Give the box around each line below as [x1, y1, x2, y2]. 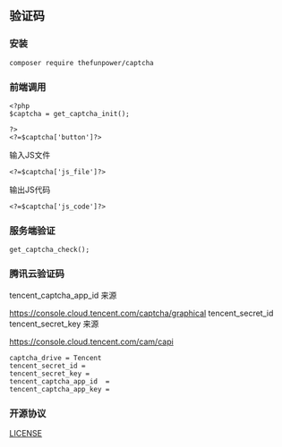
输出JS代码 [9, 184, 51, 195]
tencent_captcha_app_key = [9, 384, 110, 393]
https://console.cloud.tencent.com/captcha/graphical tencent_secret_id [9, 308, 274, 318]
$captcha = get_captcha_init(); [9, 109, 130, 118]
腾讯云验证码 [9, 267, 65, 280]
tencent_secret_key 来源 [9, 318, 99, 329]
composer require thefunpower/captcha [9, 58, 154, 67]
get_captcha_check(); [9, 245, 90, 255]
